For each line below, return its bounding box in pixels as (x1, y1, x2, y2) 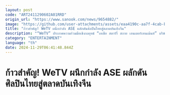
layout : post (5, 7, 33, 13)
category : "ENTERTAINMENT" (5, 36, 62, 41)
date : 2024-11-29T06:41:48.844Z (5, 45, 73, 50)
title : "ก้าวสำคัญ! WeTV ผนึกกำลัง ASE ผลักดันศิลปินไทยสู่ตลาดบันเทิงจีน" (5, 26, 126, 31)
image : (5, 21, 19, 27)
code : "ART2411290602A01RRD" (5, 12, 67, 17)
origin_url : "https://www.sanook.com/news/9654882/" (5, 17, 119, 22)
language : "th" (5, 40, 37, 45)
